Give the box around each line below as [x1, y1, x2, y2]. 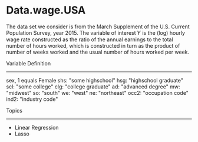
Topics [6, 107, 22, 114]
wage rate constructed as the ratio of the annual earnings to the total [6, 36, 173, 43]
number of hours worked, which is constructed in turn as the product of [6, 42, 180, 49]
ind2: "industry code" [6, 95, 58, 103]
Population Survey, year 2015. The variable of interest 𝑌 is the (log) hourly [6, 29, 186, 36]
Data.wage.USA [6, 4, 86, 17]
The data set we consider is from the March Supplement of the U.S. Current [6, 23, 190, 30]
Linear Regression [14, 124, 59, 131]
